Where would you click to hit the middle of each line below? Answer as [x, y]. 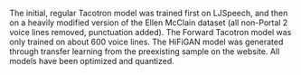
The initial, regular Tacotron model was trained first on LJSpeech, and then [149, 13]
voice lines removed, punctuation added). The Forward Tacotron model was [150, 32]
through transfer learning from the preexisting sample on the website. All [145, 52]
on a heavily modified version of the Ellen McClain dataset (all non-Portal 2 [149, 23]
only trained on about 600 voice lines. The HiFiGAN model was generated [146, 42]
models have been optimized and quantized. [92, 61]
